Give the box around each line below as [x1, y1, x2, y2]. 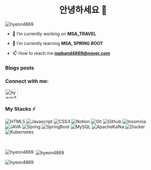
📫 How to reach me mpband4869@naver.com [12, 50, 110, 56]
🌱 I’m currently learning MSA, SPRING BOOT [12, 40, 103, 46]
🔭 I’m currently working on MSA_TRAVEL [12, 31, 97, 37]
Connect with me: [5, 78, 49, 85]
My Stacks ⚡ [5, 106, 36, 113]
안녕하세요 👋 [59, 4, 107, 16]
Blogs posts [5, 64, 35, 71]
